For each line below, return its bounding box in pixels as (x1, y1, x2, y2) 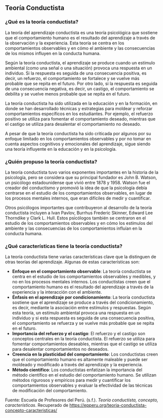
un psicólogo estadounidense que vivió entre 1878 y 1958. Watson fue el (5, 179, 150, 185)
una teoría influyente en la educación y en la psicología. (5, 146, 117, 152)
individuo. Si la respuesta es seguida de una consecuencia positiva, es (5, 70, 147, 76)
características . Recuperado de (5, 402, 69, 408)
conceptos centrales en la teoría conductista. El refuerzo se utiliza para (12, 336, 155, 342)
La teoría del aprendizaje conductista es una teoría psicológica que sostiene (5, 29, 158, 36)
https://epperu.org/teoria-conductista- (69, 402, 147, 408)
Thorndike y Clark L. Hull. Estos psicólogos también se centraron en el (5, 215, 146, 221)
